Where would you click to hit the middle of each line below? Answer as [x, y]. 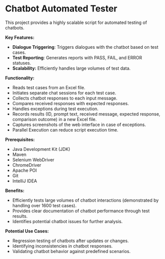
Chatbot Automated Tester [61, 9]
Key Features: [20, 37]
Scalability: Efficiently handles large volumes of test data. [71, 68]
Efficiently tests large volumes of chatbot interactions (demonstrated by [85, 200]
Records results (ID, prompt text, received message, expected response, [86, 114]
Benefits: [15, 190]
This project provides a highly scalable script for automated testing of [76, 22]
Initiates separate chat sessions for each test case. [64, 93]
